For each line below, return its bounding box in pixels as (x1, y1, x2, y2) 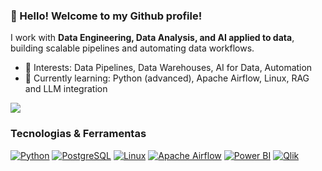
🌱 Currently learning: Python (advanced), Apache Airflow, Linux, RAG (24, 72, 310, 84)
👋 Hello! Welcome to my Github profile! (10, 9, 203, 23)
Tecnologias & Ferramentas (10, 127, 147, 141)
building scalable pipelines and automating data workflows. (10, 42, 255, 54)
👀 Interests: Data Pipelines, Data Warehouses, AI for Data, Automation (24, 62, 313, 74)
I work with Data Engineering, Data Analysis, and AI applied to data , (10, 32, 295, 44)
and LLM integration (24, 83, 108, 95)
